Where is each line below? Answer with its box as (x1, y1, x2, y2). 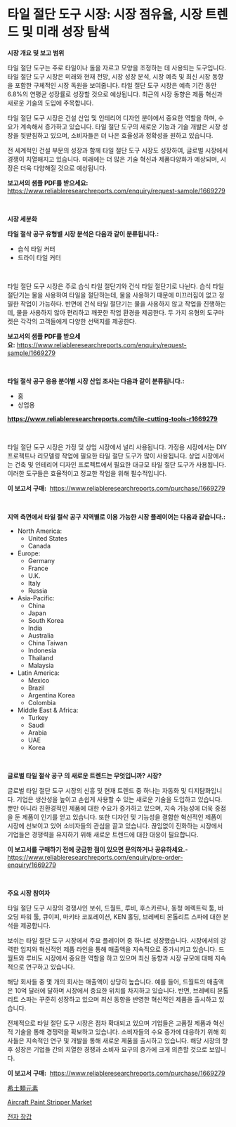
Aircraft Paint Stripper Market (7, 1097, 93, 1106)
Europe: (17, 549, 41, 558)
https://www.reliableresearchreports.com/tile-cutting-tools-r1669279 (7, 414, 218, 423)
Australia (27, 631, 54, 640)
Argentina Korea (27, 690, 75, 700)
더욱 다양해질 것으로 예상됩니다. (20, 163, 107, 172)
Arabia (27, 728, 48, 737)
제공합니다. (20, 921, 51, 929)
